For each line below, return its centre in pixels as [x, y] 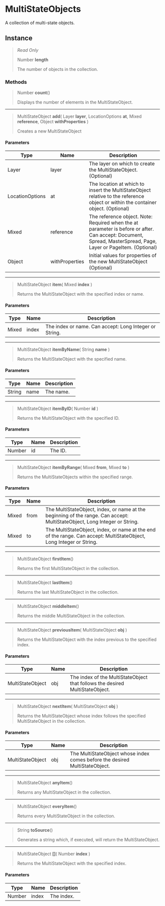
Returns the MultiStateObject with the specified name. [72, 359]
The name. [57, 392]
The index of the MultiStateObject [109, 677]
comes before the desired [100, 760]
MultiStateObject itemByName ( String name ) [63, 350]
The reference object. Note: [121, 217]
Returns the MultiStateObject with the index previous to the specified [87, 639]
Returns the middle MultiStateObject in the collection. [71, 616]
